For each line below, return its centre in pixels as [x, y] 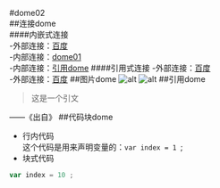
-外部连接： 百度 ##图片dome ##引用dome [107, 79]
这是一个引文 [55, 98]
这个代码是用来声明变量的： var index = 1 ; [102, 147]
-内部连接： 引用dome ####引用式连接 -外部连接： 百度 [110, 68]
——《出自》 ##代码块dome [61, 117]
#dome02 [27, 13]
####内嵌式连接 [39, 34]
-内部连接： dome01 [46, 57]
